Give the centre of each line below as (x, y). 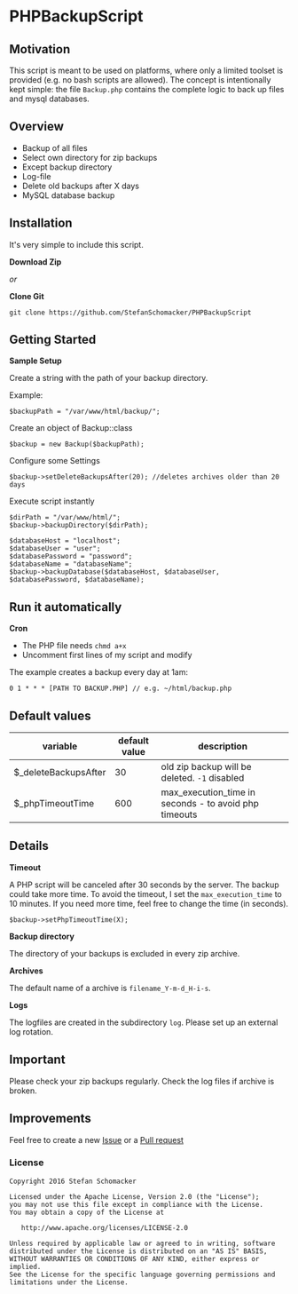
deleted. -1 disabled (203, 778)
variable (60, 746)
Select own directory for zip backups (90, 157)
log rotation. (31, 1031)
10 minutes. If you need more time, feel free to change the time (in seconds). (149, 903)
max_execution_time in (208, 792)
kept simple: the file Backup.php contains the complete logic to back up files (147, 89)
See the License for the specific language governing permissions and (142, 1274)
